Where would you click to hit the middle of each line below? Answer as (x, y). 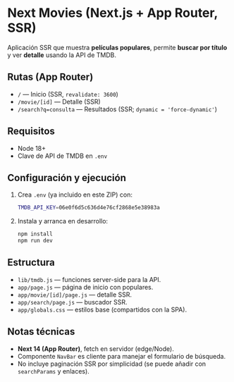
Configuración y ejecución (67, 178)
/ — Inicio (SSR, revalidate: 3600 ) (68, 94)
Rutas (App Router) (50, 77)
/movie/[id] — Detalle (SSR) (59, 101)
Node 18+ (32, 148)
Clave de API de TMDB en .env (62, 156)
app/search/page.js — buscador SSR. (72, 302)
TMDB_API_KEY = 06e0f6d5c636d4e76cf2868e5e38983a (88, 208)
